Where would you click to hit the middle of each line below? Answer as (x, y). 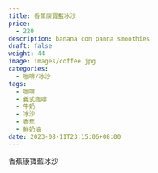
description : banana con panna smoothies (79, 39)
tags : (17, 84)
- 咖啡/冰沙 (33, 76)
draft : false (30, 46)
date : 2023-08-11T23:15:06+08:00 (65, 136)
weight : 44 (27, 54)
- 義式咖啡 (32, 99)
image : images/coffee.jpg (52, 62)
